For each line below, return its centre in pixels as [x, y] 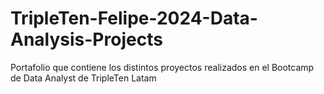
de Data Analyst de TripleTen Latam [83, 78]
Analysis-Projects [86, 39]
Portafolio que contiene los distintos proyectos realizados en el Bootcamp [162, 67]
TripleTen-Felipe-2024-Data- [134, 18]
